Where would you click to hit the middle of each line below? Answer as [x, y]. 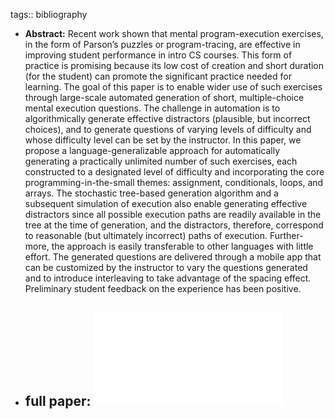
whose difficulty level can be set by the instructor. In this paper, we [163, 140]
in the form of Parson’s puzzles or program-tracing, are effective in [162, 44]
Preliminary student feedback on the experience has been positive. [163, 288]
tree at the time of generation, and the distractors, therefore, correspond [174, 225]
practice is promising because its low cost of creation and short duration [174, 65]
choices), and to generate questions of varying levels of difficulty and [168, 129]
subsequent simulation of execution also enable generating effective [166, 203]
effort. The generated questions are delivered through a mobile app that [173, 257]
